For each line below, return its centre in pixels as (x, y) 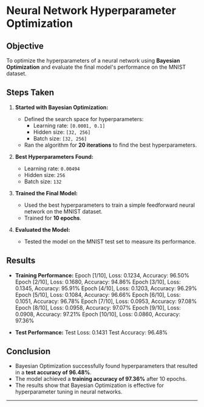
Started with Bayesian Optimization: (62, 107)
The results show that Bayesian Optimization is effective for (89, 385)
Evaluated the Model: (42, 229)
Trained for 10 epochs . (53, 218)
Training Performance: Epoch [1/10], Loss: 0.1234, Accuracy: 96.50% (102, 275)
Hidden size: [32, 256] (62, 132)
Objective (25, 46)
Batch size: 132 (43, 181)
